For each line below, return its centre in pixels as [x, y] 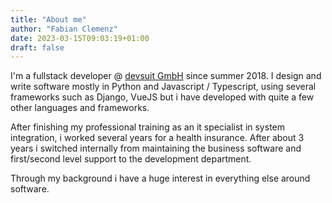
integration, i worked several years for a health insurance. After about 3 [157, 138]
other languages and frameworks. [80, 108]
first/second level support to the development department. [131, 159]
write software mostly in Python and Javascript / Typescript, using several [163, 87]
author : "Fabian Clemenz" [64, 29]
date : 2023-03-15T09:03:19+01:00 [80, 38]
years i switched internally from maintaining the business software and [156, 148]
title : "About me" [48, 19]
